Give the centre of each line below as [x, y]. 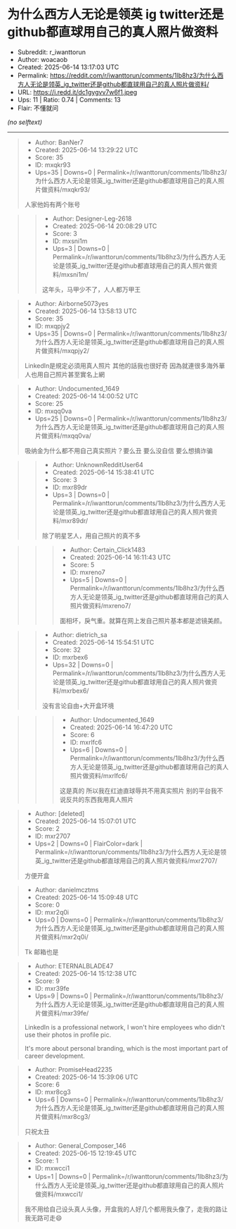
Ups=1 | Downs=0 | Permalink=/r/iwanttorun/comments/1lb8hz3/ [129, 1176]
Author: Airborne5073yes [72, 303]
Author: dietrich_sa [80, 634]
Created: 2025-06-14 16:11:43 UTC [120, 557]
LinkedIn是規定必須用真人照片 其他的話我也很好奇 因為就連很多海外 [122, 365]
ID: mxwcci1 [52, 1168]
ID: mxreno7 [87, 572]
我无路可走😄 [43, 1218]
